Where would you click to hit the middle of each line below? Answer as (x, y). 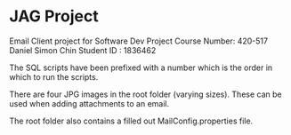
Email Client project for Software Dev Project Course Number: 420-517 (139, 41)
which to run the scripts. (54, 76)
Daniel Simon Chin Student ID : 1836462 (83, 50)
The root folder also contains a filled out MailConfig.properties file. (131, 121)
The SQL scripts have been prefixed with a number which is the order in (141, 67)
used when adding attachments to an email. (89, 103)
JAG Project (54, 16)
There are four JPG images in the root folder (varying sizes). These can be (145, 94)
